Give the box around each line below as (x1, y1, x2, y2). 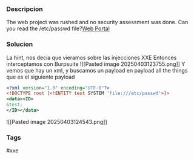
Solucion (6, 40, 33, 48)
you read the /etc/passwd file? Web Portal (6, 25, 110, 32)
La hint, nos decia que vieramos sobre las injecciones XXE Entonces (6, 54, 177, 61)
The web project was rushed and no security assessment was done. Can (6, 19, 189, 26)
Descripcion (6, 5, 44, 13)
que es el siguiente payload (6, 73, 75, 80)
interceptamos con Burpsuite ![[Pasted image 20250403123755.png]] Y (6, 60, 186, 68)
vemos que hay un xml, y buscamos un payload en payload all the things (6, 67, 188, 74)
